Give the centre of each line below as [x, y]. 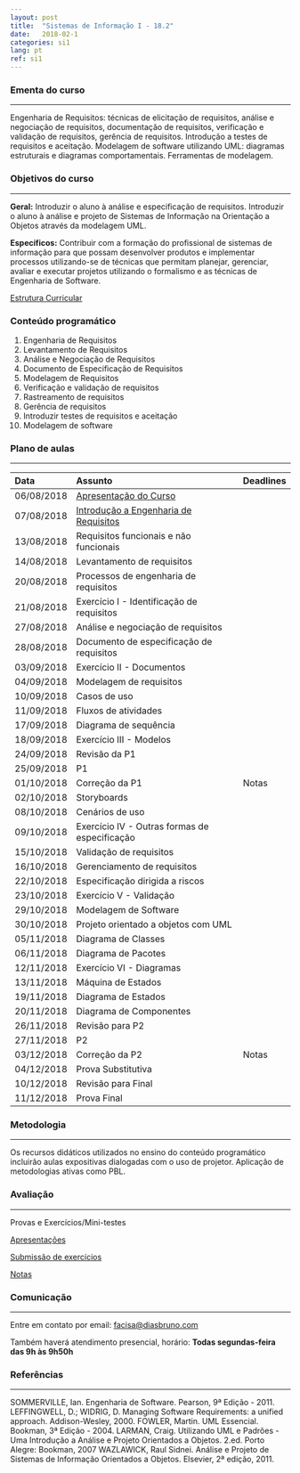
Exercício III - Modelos [124, 740]
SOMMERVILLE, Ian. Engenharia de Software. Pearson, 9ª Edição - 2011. [142, 1403]
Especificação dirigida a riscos [140, 881]
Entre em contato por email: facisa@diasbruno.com [104, 1325]
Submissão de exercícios [56, 1257]
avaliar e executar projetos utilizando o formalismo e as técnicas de [134, 271]
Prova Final [99, 1098]
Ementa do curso [48, 90]
